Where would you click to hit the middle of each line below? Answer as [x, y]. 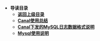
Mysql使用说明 [33, 33]
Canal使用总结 [33, 20]
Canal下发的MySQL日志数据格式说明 [56, 27]
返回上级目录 [31, 14]
